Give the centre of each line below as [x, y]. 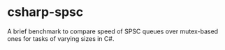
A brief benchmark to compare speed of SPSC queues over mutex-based [113, 31]
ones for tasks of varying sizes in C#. [61, 38]
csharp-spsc [45, 12]
